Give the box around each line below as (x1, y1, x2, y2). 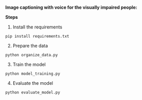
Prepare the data (12, 43, 48, 49)
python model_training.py (5, 71, 60, 76)
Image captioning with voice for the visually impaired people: (5, 5, 137, 10)
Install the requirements (12, 24, 63, 30)
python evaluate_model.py (5, 90, 60, 95)
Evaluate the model (12, 80, 53, 86)
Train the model (12, 61, 46, 68)
